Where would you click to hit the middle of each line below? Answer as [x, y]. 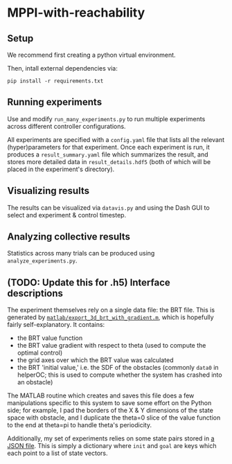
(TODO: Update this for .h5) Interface [89, 282]
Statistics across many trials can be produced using [81, 253]
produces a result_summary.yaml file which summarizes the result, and [108, 154]
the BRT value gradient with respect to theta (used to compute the [111, 346]
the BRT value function [50, 338]
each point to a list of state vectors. [58, 453]
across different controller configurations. [66, 126]
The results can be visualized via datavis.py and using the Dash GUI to [108, 207]
